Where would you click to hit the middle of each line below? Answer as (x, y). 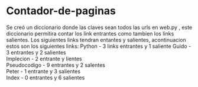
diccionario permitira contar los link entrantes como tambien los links (90, 33)
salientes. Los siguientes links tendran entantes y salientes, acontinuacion (96, 40)
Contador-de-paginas (61, 11)
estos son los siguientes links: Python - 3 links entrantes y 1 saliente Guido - (99, 46)
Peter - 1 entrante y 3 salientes (43, 71)
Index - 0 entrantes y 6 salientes (46, 78)
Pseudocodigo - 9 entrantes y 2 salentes (56, 65)
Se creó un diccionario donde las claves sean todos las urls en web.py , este (99, 27)
